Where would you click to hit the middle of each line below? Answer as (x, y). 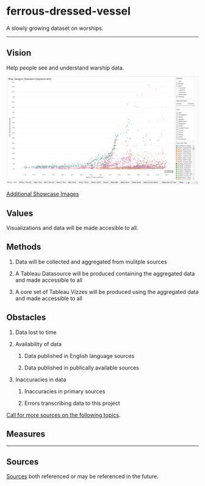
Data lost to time (36, 332)
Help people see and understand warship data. (65, 68)
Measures (26, 434)
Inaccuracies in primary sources (65, 391)
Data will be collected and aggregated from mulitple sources (91, 262)
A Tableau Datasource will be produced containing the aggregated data (105, 273)
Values (20, 213)
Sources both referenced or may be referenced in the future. (82, 476)
